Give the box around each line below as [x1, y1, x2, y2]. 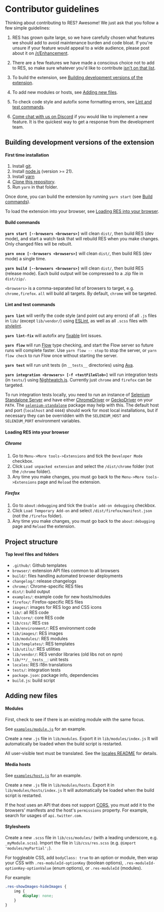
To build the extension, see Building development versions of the [12, 74, 143, 80]
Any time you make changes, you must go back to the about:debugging [12, 518, 155, 524]
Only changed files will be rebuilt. [5, 241, 72, 247]
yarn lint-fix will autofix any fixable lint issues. [5, 332, 103, 338]
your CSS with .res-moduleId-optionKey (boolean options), [5, 860, 124, 866]
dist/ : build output [12, 589, 50, 595]
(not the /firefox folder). [12, 513, 63, 519]
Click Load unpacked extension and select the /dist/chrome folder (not [12, 463, 154, 469]
